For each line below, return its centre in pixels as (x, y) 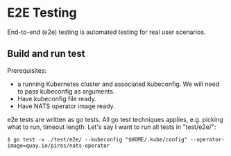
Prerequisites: (27, 70)
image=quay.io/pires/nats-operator (59, 146)
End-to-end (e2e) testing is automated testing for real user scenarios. (106, 32)
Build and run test (46, 54)
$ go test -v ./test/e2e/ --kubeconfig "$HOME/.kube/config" (97, 139)
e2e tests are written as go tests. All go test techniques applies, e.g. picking (115, 119)
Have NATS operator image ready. (66, 106)
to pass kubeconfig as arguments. (66, 91)
